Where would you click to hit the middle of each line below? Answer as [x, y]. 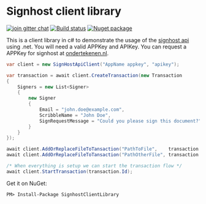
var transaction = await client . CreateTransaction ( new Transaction [94, 75]
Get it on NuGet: [27, 183]
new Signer [42, 98]
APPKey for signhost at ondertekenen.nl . [58, 53]
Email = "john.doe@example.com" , [82, 110]
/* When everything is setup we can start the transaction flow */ [94, 166]
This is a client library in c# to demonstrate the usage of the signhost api [98, 40]
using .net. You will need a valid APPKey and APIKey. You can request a [97, 47]
